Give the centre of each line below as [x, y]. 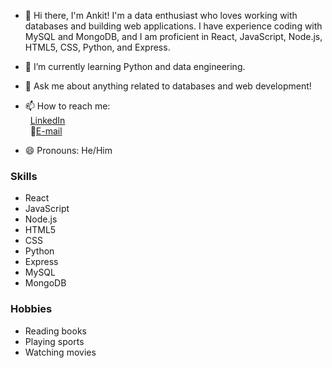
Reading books [55, 331]
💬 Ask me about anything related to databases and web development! [168, 86]
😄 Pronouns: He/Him [68, 150]
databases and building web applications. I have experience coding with [173, 26]
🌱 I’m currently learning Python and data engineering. [135, 66]
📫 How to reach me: [67, 106]
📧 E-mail [46, 131]
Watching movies [60, 352]
